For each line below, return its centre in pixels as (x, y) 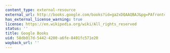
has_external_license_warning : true (44, 19)
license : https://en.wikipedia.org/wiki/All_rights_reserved (71, 24)
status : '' (17, 29)
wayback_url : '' (22, 43)
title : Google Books (27, 33)
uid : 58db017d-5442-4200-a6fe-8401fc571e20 (52, 38)
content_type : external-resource (40, 10)
